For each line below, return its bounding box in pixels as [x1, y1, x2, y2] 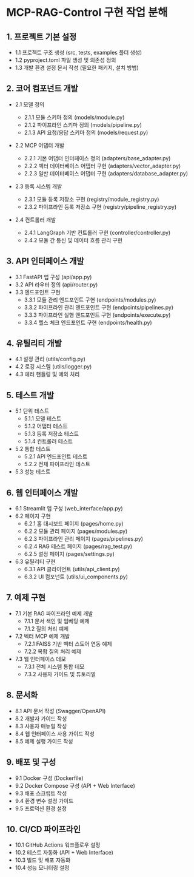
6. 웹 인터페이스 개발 [6, 487, 78, 498]
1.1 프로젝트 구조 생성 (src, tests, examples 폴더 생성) [15, 49, 142, 56]
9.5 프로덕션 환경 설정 [15, 805, 67, 812]
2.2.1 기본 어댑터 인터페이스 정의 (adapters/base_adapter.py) [24, 154, 171, 161]
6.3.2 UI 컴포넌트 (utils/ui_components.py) [24, 573, 129, 580]
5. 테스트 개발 [6, 390, 55, 401]
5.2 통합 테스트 [15, 445, 51, 453]
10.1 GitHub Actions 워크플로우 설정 [15, 841, 101, 848]
